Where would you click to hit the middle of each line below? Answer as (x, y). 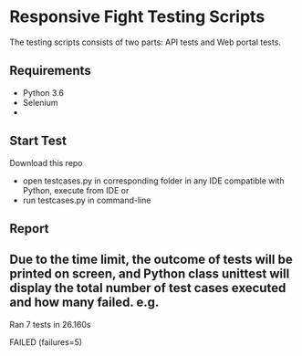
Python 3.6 (43, 92)
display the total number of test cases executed (148, 288)
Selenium (40, 102)
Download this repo (47, 162)
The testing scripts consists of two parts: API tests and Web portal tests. (145, 42)
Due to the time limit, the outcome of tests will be (151, 260)
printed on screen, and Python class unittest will (150, 274)
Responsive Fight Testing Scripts (137, 17)
